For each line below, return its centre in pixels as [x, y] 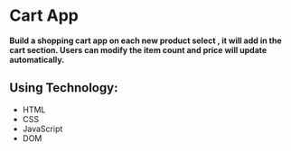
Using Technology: [64, 88]
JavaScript [42, 129]
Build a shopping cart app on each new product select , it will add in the [145, 40]
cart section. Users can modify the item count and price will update [138, 49]
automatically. [37, 59]
